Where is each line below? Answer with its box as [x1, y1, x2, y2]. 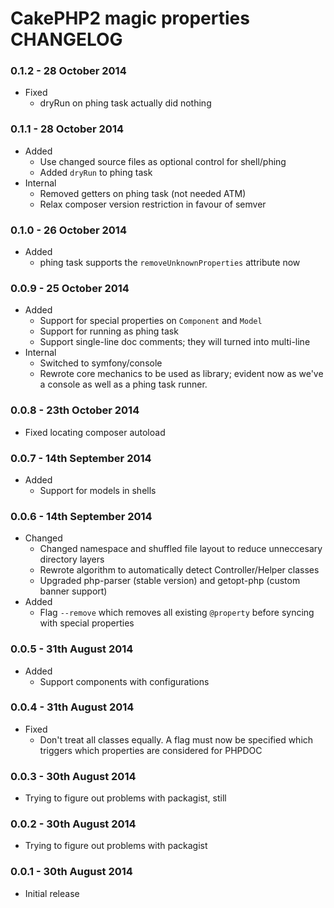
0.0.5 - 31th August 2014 [10, 642, 134, 656]
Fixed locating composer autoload [24, 426, 166, 438]
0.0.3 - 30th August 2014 [10, 769, 137, 783]
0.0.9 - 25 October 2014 [10, 282, 130, 295]
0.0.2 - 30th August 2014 [10, 817, 137, 831]
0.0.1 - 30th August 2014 [10, 865, 133, 879]
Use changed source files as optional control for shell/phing [39, 155, 287, 167]
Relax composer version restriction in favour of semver [39, 198, 267, 210]
